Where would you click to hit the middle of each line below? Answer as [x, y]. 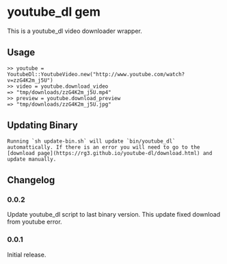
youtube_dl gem [54, 12]
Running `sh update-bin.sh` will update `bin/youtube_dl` [91, 141]
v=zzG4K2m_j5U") [30, 80]
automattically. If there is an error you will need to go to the [104, 147]
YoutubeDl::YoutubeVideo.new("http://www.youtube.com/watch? [96, 74]
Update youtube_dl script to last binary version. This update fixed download [114, 215]
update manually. [32, 159]
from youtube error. [35, 222]
